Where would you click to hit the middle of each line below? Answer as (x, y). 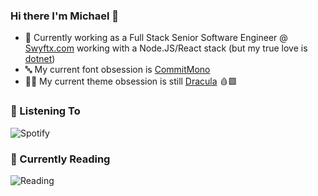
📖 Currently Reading (60, 159)
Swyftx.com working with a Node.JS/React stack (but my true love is (166, 48)
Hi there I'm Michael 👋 (65, 16)
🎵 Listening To (45, 111)
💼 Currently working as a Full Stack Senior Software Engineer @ (156, 38)
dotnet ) (40, 59)
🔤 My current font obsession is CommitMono (117, 70)
